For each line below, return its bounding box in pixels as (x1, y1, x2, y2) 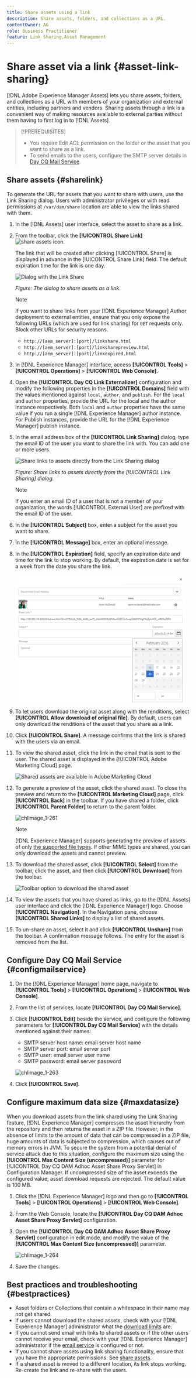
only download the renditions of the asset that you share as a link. (15, 720, 174, 727)
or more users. (15, 445, 51, 453)
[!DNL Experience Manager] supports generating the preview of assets (15, 837, 185, 844)
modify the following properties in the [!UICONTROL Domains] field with (15, 385, 190, 392)
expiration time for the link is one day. (15, 262, 106, 269)
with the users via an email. (15, 738, 81, 745)
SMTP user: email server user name (23, 1051, 110, 1058)
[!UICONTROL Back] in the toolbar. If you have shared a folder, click (15, 797, 179, 804)
